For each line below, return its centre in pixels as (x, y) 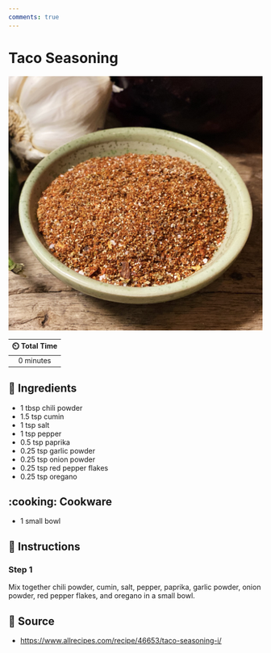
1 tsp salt (35, 425)
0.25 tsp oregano (49, 476)
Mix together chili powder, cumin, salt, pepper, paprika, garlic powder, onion (135, 587)
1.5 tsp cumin (42, 416)
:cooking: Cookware (60, 502)
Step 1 (21, 569)
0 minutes (35, 361)
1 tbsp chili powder (51, 408)
